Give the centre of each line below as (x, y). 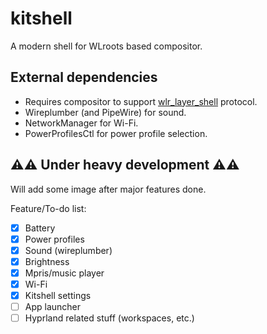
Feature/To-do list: (48, 208)
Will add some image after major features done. (108, 189)
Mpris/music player (64, 273)
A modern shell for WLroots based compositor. (106, 46)
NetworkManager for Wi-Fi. (81, 123)
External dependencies (84, 77)
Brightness (47, 261)
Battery (40, 228)
